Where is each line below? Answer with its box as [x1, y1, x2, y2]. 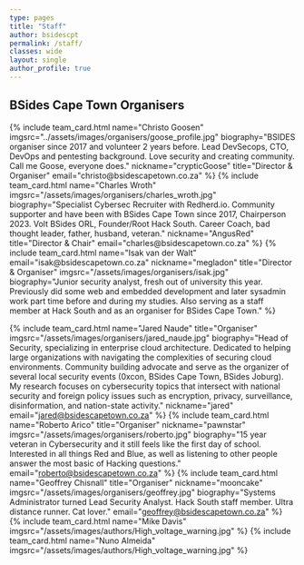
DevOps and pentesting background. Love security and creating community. [9, 151, 295, 162]
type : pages [9, 13, 54, 23]
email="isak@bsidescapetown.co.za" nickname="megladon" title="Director [9, 256, 293, 268]
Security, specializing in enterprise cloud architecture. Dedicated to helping [9, 342, 291, 352]
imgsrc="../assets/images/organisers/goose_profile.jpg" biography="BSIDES [9, 131, 296, 142]
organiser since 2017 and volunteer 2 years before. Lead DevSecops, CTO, [9, 141, 289, 152]
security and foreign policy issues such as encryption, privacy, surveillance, [9, 390, 293, 401]
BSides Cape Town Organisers [9, 97, 185, 114]
